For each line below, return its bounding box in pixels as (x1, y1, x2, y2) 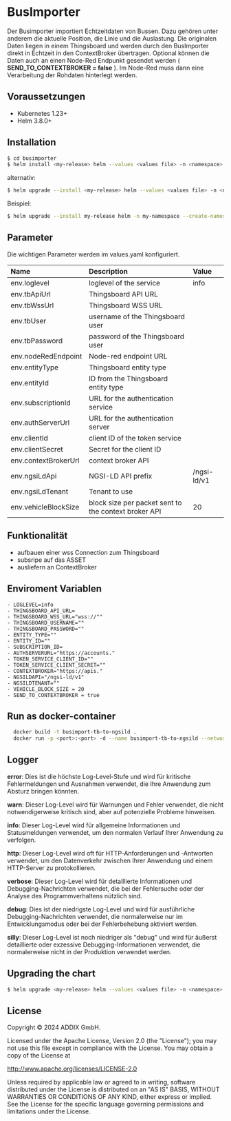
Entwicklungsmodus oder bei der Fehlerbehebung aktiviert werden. (7, 920, 198, 928)
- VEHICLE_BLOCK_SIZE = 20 (7, 685, 85, 693)
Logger (7, 754, 39, 766)
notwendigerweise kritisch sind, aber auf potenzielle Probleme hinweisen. (7, 807, 217, 816)
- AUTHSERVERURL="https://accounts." (7, 649, 115, 656)
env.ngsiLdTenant (10, 487, 69, 496)
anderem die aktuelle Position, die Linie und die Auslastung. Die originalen (7, 34, 217, 42)
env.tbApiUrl (10, 289, 52, 299)
